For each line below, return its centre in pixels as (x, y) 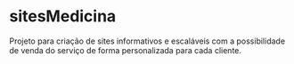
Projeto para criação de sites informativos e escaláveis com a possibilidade (147, 41)
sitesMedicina (63, 16)
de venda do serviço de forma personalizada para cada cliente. (126, 50)
